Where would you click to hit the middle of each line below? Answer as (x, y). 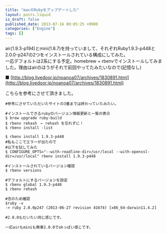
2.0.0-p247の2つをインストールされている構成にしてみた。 (67, 55)
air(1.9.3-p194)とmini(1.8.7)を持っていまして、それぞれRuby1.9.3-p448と (80, 48)
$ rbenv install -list (29, 128)
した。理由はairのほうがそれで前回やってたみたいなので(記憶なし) (73, 67)
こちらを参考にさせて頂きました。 (41, 93)
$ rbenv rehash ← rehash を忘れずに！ (44, 123)
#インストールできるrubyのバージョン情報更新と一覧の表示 (58, 114)
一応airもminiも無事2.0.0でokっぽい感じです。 (49, 227)
